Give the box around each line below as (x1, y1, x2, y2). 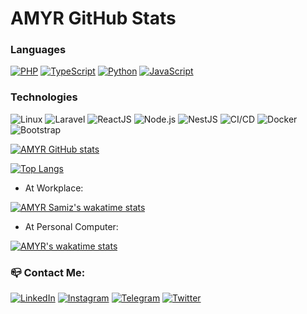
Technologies (10, 90, 78, 104)
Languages (10, 43, 67, 57)
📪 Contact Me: (10, 265, 86, 279)
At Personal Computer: (24, 220, 119, 232)
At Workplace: (24, 182, 84, 194)
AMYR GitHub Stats (10, 7, 177, 30)
